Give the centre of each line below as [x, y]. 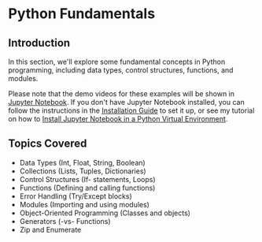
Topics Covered [48, 144]
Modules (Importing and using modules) [84, 204]
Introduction [39, 43]
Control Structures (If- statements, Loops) [87, 179]
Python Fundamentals [82, 14]
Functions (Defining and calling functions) [87, 188]
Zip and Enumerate [50, 229]
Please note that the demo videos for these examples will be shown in [121, 94]
